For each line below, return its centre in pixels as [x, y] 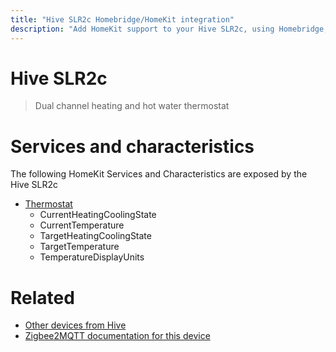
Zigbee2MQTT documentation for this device [117, 336]
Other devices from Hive [75, 325]
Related [42, 297]
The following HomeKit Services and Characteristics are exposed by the [159, 174]
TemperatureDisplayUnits [92, 257]
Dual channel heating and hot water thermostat [132, 106]
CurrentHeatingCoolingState [98, 215]
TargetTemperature [79, 247]
